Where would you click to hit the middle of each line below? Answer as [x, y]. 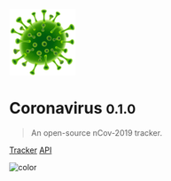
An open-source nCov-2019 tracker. [96, 132]
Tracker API [31, 150]
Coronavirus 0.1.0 [73, 109]
